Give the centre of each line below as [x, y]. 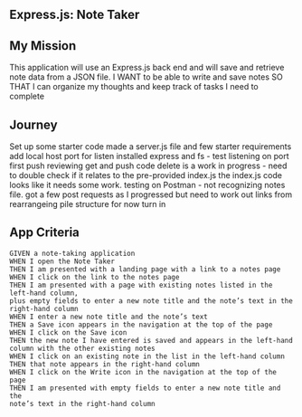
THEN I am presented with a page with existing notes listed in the [141, 285]
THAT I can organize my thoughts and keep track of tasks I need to [134, 87]
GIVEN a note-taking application [72, 253]
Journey [33, 124]
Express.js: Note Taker [75, 15]
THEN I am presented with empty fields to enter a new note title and [145, 388]
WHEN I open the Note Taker [62, 261]
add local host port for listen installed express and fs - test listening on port [149, 156]
